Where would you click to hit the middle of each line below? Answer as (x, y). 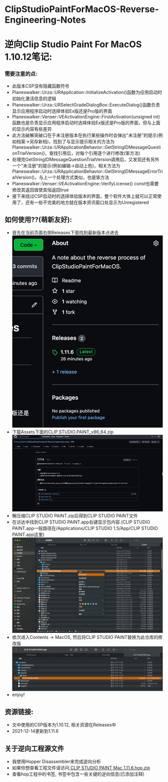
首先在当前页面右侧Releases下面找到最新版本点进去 (65, 233)
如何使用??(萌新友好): (38, 220)
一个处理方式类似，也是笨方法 (79, 177)
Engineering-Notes (45, 20)
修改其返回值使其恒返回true (40, 190)
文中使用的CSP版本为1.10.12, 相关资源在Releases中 (64, 725)
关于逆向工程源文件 (34, 749)
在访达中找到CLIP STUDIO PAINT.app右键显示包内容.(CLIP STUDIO (81, 522)
